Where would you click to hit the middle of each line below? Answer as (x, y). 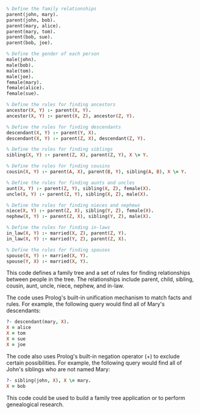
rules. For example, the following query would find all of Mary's (86, 304)
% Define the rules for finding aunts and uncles (71, 183)
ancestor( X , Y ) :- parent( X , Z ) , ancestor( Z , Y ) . (71, 116)
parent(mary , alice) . (34, 26)
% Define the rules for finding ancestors (61, 105)
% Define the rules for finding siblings (60, 150)
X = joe (16, 344)
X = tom (16, 333)
